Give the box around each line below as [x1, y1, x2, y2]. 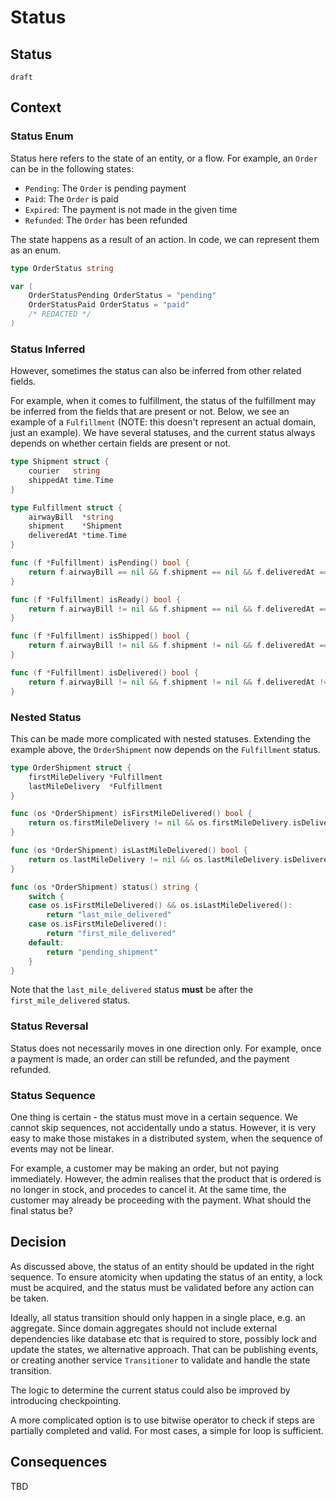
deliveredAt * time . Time [28, 531, 128, 541]
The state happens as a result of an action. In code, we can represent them [10, 233, 320, 245]
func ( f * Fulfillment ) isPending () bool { [10, 558, 190, 568]
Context [10, 99, 62, 116]
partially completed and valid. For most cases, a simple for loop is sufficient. [10, 1424, 324, 1436]
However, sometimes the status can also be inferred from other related [10, 365, 302, 377]
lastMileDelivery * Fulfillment [28, 781, 163, 791]
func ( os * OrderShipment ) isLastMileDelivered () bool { [10, 846, 248, 856]
